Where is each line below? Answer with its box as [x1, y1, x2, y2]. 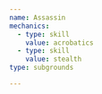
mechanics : [9, 21, 50, 30]
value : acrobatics [25, 38, 94, 47]
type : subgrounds [9, 64, 74, 73]
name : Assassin [9, 13, 66, 22]
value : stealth [25, 55, 82, 64]
